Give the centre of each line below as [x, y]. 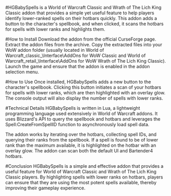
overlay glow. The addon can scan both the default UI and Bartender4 [79, 151]
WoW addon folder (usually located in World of [55, 50]
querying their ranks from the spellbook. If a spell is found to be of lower [82, 140]
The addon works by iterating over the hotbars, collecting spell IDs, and [81, 134]
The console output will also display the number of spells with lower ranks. [84, 98]
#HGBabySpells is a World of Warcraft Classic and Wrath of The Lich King [83, 7]
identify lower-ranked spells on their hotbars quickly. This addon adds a [81, 18]
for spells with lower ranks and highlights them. [55, 29]
